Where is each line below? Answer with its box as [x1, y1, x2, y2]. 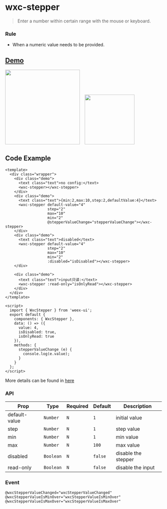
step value [116, 425, 140, 432]
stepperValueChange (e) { [18, 347, 72, 352]
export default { [9, 312, 46, 317]
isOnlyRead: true [18, 334, 55, 339]
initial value [116, 414, 143, 421]
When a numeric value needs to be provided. [12, 42, 105, 48]
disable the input [116, 464, 155, 471]
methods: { [14, 343, 37, 348]
